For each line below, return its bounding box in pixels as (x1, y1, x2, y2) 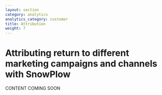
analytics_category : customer (5, 16, 68, 21)
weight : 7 (5, 26, 26, 31)
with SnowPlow (5, 68, 71, 80)
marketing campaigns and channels (5, 58, 157, 69)
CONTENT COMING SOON (5, 85, 60, 91)
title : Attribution (5, 21, 46, 26)
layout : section (5, 7, 39, 12)
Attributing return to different (5, 47, 129, 59)
